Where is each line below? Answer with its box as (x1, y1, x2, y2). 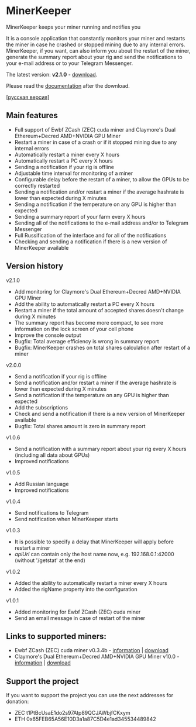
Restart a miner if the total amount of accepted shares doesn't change (14, 306, 184, 313)
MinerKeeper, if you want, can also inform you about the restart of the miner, (6, 47, 191, 54)
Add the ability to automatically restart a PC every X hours (14, 300, 155, 308)
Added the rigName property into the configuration (14, 585, 137, 592)
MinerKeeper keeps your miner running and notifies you (6, 23, 141, 30)
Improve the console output (14, 332, 81, 339)
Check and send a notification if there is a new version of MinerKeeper (14, 410, 185, 417)
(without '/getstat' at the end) (14, 557, 86, 564)
